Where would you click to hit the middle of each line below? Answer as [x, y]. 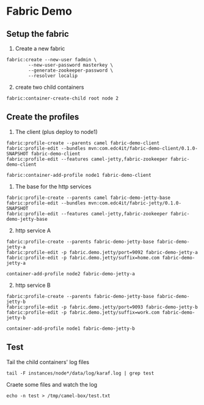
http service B [33, 285]
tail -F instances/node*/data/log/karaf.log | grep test [80, 373]
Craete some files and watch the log [52, 384]
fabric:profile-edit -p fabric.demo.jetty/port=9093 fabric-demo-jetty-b [102, 307]
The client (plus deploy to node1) [56, 132]
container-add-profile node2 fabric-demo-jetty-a [71, 273]
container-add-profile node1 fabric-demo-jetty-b [71, 329]
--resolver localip [53, 76]
